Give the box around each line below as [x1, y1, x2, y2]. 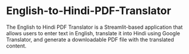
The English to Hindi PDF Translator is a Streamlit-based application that [6, 23, 183, 31]
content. [6, 42, 27, 49]
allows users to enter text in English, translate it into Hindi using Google [6, 29, 180, 36]
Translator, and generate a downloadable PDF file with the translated [6, 36, 174, 43]
